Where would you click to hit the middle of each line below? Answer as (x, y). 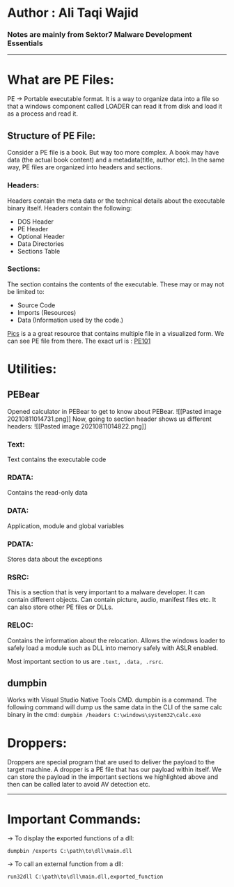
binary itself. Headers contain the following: (70, 208)
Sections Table (39, 251)
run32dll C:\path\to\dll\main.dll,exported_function (85, 877)
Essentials (25, 43)
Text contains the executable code (57, 460)
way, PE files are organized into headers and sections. (85, 167)
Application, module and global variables (65, 526)
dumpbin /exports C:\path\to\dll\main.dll (70, 851)
